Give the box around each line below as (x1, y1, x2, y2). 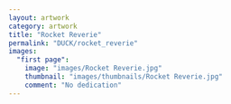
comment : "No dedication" (24, 80, 123, 90)
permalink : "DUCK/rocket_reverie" (8, 38, 139, 48)
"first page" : (16, 55, 69, 64)
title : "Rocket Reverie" (8, 30, 102, 39)
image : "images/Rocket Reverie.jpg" (24, 64, 163, 73)
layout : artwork (8, 13, 69, 23)
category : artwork (8, 22, 78, 31)
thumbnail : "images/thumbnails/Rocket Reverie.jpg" (24, 72, 223, 81)
